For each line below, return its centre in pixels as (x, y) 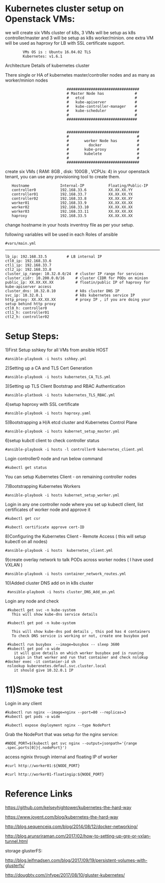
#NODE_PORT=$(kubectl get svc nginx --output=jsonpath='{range (71, 743)
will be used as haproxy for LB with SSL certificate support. (65, 43)
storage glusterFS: (24, 851)
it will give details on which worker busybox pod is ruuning (79, 653)
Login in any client (24, 703)
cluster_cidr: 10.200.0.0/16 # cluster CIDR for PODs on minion (77, 278)
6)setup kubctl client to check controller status (52, 440)
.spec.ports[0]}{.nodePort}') (36, 747)
